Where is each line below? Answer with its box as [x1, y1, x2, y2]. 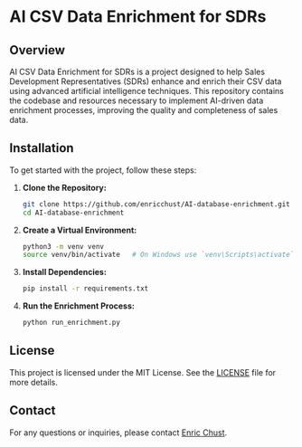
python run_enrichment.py [22, 319, 120, 328]
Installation [9, 140, 74, 156]
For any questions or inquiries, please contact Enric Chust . [9, 427, 228, 438]
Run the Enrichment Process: [22, 300, 136, 311]
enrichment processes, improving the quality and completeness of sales [9, 105, 278, 115]
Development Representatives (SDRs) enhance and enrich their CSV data [9, 76, 282, 87]
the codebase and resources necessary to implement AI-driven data [9, 95, 264, 106]
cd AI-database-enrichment [22, 208, 125, 217]
